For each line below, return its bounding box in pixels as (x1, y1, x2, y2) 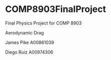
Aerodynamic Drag (5, 29, 44, 35)
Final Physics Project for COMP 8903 (5, 20, 82, 26)
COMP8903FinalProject (5, 3, 106, 15)
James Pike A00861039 (5, 39, 54, 45)
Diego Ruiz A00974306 (5, 49, 53, 55)
